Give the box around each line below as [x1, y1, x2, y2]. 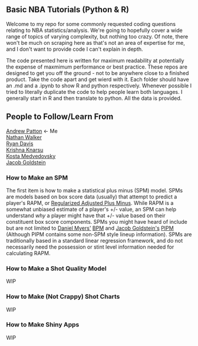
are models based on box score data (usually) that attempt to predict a [6, 193, 177, 200]
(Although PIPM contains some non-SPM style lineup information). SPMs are [6, 230, 192, 238]
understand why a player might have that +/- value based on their [6, 212, 166, 219]
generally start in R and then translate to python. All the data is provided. [6, 94, 182, 102]
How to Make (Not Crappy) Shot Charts [6, 292, 120, 301]
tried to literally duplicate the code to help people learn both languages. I [6, 88, 183, 95]
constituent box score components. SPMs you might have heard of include [6, 218, 187, 225]
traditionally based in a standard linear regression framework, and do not [6, 237, 183, 244]
